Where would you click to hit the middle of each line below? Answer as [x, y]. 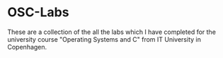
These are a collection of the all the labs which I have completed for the [111, 32]
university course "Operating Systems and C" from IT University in [104, 39]
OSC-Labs [38, 12]
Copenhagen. [27, 47]
